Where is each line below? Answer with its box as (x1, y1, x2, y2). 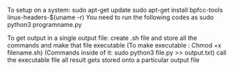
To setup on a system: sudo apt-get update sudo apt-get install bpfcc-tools (7, 6, 223, 14)
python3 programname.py (7, 21, 82, 28)
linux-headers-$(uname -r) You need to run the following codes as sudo (7, 13, 214, 21)
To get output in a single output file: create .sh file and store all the (7, 34, 198, 42)
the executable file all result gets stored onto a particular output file (7, 56, 200, 64)
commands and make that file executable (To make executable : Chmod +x (7, 41, 222, 49)
